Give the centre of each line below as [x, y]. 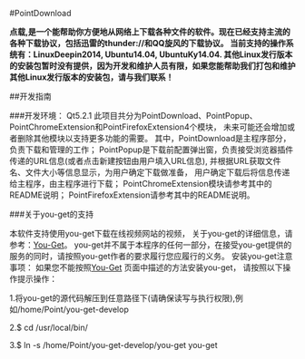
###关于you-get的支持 [52, 214]
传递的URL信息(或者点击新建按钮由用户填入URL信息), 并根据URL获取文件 [145, 161]
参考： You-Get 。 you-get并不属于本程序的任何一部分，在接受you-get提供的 [151, 245]
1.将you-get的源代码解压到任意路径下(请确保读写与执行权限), [123, 298]
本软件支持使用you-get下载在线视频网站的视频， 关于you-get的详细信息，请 [151, 233]
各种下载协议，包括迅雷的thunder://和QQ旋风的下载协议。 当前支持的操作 [148, 43]
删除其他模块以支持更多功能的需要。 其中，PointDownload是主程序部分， [154, 138]
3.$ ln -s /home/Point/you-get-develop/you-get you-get [113, 345]
